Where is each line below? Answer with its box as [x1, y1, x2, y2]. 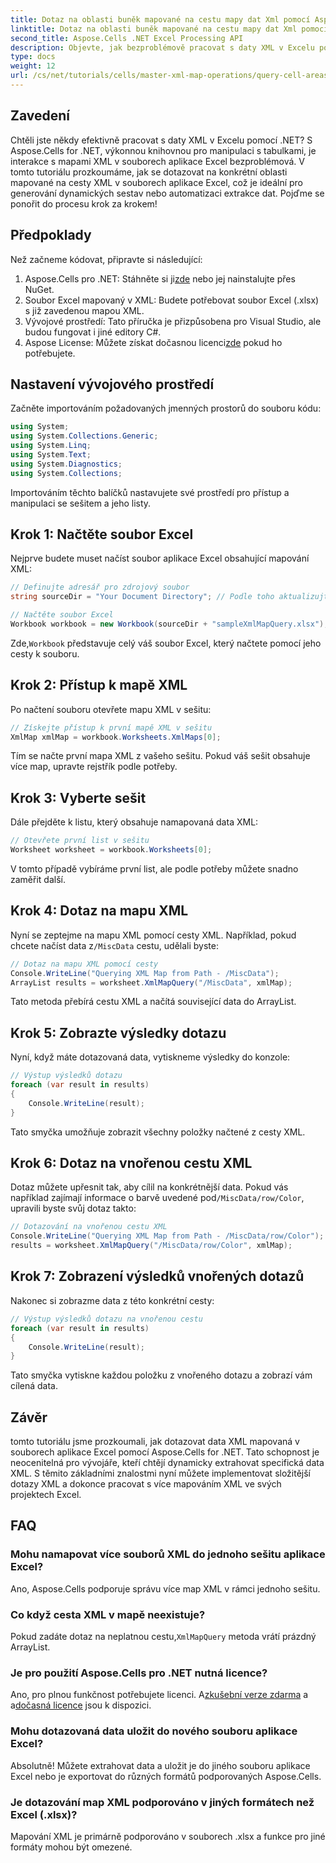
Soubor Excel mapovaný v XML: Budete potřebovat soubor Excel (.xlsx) [24, 294, 320, 306]
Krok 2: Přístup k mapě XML [10, 677, 188, 694]
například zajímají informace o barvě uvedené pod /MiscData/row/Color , [10, 1192, 305, 1204]
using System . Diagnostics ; [10, 459, 123, 469]
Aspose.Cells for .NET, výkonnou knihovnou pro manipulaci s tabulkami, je [10, 144, 317, 156]
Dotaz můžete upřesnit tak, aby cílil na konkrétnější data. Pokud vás [10, 1181, 289, 1193]
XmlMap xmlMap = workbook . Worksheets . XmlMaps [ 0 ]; [10, 732, 222, 742]
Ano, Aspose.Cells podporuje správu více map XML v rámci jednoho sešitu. [10, 1582, 321, 1595]
